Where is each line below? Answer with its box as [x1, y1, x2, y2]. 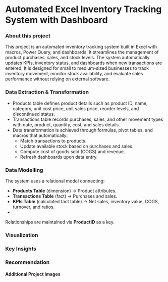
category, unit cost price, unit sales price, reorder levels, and [12, 105, 139, 112]
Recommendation [5, 259, 50, 266]
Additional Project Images [5, 271, 61, 277]
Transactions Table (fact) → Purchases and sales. [12, 193, 118, 199]
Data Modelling [5, 166, 43, 173]
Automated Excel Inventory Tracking [5, 4, 162, 15]
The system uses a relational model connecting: [5, 178, 105, 184]
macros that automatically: [12, 132, 68, 138]
